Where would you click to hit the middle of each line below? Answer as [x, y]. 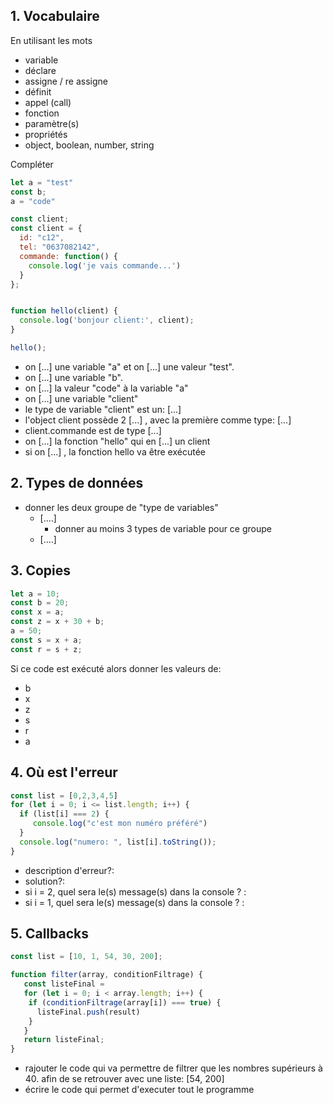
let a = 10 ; [35, 594]
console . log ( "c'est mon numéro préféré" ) [120, 824]
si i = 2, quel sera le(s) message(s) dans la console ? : [135, 891]
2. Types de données [77, 483]
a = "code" [33, 201]
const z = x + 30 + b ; [57, 622]
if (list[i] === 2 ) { [64, 814]
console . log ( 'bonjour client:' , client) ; [107, 320]
